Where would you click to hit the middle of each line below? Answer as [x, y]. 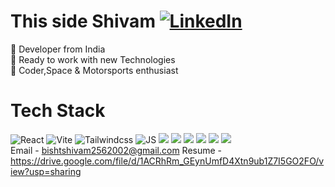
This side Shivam [83, 21]
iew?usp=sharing [46, 171]
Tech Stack [58, 111]
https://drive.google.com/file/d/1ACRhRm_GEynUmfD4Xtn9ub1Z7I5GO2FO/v [167, 161]
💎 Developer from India [58, 49]
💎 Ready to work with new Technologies [93, 59]
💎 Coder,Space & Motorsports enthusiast [94, 70]
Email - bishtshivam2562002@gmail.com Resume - [116, 150]
